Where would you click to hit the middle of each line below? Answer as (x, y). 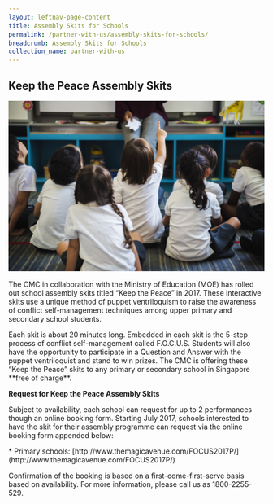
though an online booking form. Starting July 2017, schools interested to (129, 418)
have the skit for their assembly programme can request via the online (126, 427)
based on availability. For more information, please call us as (110, 484)
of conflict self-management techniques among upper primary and (120, 310)
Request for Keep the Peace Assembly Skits (84, 393)
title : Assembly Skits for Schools (69, 26)
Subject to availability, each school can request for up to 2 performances (130, 409)
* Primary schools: (39, 451)
